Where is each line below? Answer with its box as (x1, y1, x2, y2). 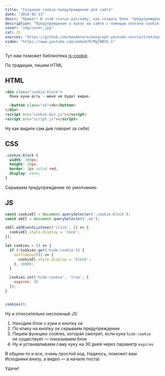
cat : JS (5, 30, 21, 35)
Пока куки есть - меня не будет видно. (9, 94, 91, 99)
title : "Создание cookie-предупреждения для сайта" (5, 7, 113, 12)
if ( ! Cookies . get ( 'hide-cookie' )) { (9, 248, 84, 253)
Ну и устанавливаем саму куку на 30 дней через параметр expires (12, 341, 154, 347)
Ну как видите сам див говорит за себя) (5, 125, 90, 131)
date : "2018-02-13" (5, 12, 45, 17)
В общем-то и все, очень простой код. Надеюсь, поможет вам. (5, 350, 138, 356)
